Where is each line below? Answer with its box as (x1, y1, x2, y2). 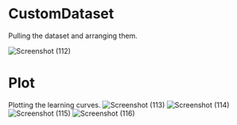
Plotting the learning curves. (8, 100, 101, 109)
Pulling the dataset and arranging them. (8, 31, 138, 40)
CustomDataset (8, 5, 115, 23)
